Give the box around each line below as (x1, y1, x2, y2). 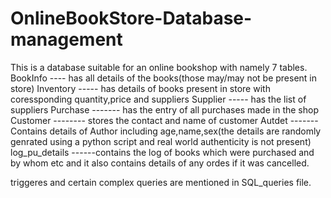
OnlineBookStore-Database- (10, 7, 253, 30)
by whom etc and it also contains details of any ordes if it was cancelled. (10, 157, 310, 169)
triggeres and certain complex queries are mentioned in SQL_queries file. (10, 176, 312, 188)
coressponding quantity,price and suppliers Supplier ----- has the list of (10, 93, 307, 105)
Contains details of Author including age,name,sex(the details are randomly (10, 125, 322, 137)
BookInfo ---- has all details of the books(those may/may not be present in (10, 72, 318, 84)
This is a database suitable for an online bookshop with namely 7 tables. (10, 61, 308, 73)
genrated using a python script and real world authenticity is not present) (10, 135, 312, 147)
